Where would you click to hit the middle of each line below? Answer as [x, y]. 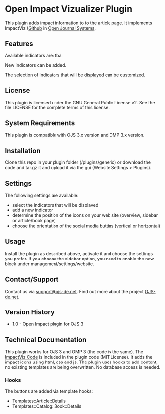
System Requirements [40, 123]
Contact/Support [32, 280]
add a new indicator [32, 210]
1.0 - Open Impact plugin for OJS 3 [48, 324]
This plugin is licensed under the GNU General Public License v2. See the [80, 102]
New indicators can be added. [36, 65]
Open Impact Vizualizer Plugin [69, 9]
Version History [30, 312]
